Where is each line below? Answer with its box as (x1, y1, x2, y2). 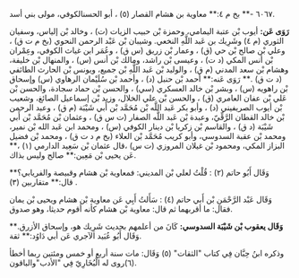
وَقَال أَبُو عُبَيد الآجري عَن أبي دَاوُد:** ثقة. (9, 230, 142, 241)
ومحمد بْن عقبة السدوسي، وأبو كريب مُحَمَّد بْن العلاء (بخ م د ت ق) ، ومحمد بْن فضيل (9, 131, 286, 141)
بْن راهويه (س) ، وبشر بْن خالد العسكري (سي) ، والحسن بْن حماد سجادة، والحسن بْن (9, 83, 288, 93)
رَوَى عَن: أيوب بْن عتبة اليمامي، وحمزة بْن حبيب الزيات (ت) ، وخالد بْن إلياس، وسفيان (9, 26, 289, 36)
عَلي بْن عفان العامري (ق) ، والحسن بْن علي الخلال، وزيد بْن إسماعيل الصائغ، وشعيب (9, 92, 287, 103)
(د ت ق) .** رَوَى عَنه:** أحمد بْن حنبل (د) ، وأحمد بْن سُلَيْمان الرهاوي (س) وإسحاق (9, 74, 283, 84)
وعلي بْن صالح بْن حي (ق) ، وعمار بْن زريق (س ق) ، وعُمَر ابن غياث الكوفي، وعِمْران (9, 45, 286, 56)
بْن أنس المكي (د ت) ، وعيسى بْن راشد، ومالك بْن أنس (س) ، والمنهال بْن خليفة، (9, 55, 274, 65)
